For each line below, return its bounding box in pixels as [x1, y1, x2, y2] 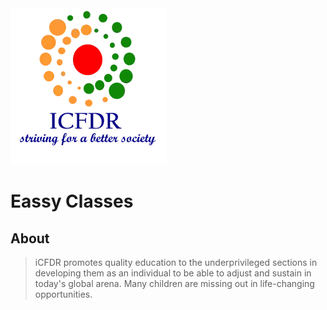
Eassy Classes [10, 190, 134, 213]
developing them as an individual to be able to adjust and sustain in [34, 267, 312, 279]
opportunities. [34, 288, 93, 300]
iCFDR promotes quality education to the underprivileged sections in [34, 257, 318, 268]
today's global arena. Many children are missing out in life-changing [34, 278, 315, 289]
